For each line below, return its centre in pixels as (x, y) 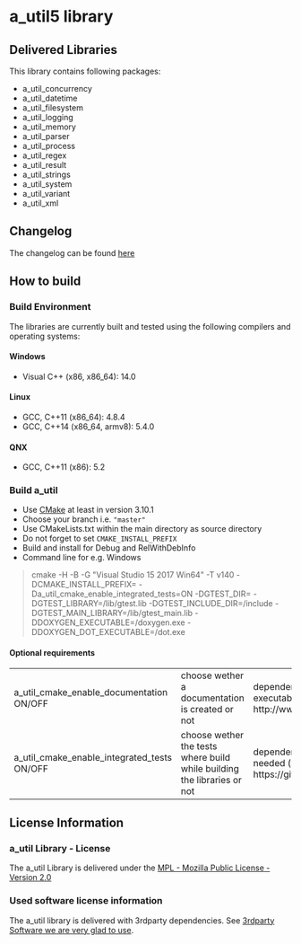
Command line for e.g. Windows (82, 558)
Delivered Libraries (64, 50)
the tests (199, 745)
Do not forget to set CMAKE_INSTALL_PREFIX (99, 538)
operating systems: (45, 336)
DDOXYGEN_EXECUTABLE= (83, 622)
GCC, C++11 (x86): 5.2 (64, 467)
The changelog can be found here (72, 252)
